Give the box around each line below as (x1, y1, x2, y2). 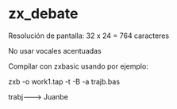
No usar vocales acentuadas (8, 46, 102, 55)
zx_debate (8, 5, 79, 23)
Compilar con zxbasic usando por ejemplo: (8, 61, 148, 71)
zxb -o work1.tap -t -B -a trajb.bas (8, 77, 121, 86)
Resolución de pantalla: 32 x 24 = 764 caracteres (8, 31, 169, 40)
